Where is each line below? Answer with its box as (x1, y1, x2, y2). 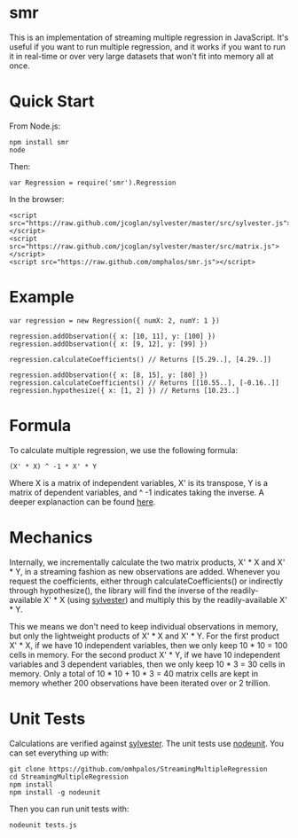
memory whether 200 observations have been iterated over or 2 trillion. (9, 677, 271, 688)
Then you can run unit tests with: (9, 803, 129, 814)
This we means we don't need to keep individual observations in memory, (9, 621, 278, 631)
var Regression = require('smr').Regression (9, 178, 176, 187)
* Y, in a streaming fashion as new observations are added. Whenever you (9, 566, 281, 576)
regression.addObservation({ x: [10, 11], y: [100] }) (9, 332, 216, 341)
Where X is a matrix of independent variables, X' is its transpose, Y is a (9, 477, 269, 488)
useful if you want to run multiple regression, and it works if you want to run (9, 41, 286, 51)
